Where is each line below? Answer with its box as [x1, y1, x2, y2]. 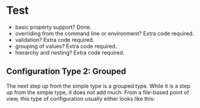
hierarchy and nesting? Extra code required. [15, 49, 125, 56]
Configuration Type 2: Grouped [6, 67, 126, 77]
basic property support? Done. [15, 23, 92, 31]
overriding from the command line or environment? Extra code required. [15, 29, 195, 37]
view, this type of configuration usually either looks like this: [6, 95, 155, 102]
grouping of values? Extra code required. [15, 43, 117, 50]
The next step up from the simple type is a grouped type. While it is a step [6, 82, 190, 89]
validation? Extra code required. [15, 36, 95, 43]
